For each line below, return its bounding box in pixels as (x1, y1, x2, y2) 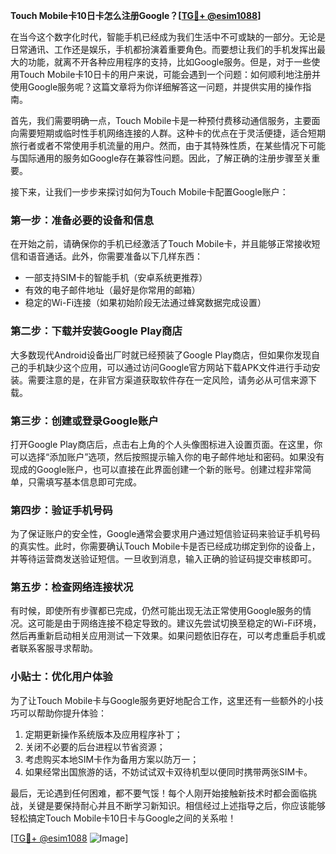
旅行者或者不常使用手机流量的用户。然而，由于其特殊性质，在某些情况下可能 (10, 140, 326, 151)
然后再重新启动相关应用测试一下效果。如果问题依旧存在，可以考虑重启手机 (10, 630, 317, 642)
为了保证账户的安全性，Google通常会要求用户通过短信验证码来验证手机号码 (10, 528, 321, 540)
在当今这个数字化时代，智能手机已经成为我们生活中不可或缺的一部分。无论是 (10, 31, 326, 43)
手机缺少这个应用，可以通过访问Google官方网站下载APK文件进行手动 (27, 361, 312, 373)
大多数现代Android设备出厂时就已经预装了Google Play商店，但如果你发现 (10, 349, 312, 361)
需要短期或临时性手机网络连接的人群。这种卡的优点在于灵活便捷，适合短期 (18, 127, 326, 139)
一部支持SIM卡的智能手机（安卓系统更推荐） (24, 272, 208, 284)
